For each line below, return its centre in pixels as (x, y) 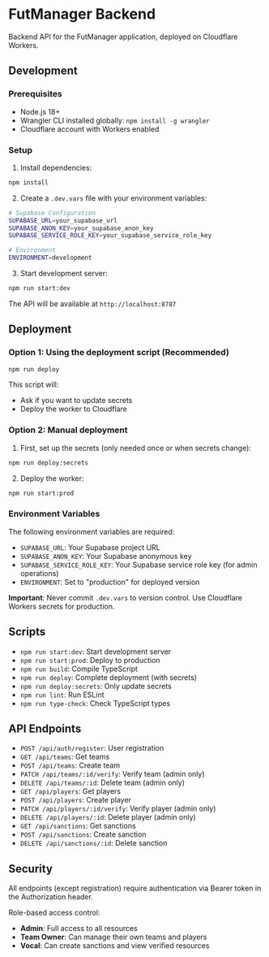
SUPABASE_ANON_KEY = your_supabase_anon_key (81, 228)
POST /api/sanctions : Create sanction (83, 834)
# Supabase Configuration (52, 213)
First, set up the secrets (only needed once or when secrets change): (135, 448)
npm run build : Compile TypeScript (79, 669)
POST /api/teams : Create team (70, 765)
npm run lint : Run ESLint (62, 695)
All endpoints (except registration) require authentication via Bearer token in (135, 888)
